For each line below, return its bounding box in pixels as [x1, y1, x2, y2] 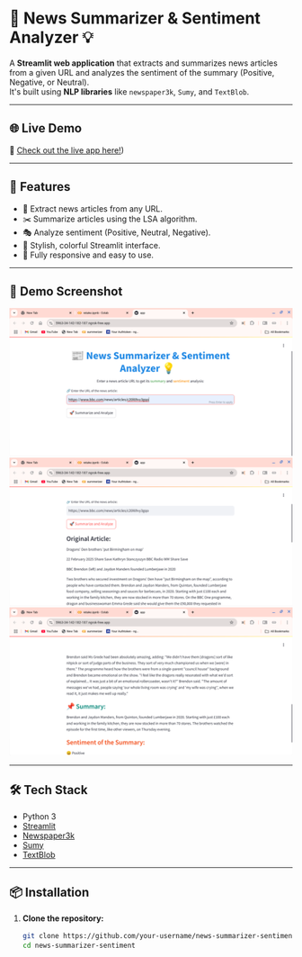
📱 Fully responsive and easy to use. [22, 249, 155, 260]
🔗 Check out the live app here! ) [9, 144, 124, 156]
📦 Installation [9, 885, 90, 900]
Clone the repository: [22, 913, 104, 924]
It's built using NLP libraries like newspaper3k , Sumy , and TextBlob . [9, 86, 250, 97]
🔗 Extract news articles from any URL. [22, 203, 164, 214]
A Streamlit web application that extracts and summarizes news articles [9, 58, 279, 68]
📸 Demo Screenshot [9, 284, 123, 299]
